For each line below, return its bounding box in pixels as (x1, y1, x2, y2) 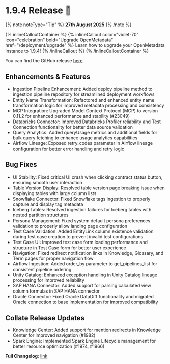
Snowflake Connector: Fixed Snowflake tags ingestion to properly (12, 196, 151, 202)
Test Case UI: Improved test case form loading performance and (12, 239, 148, 245)
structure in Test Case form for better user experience (12, 245, 126, 251)
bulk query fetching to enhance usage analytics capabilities (12, 135, 138, 141)
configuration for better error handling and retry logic (12, 145, 125, 152)
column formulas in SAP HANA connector (12, 288, 100, 294)
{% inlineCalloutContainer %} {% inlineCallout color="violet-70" (5, 31, 139, 37)
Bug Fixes (5, 160, 37, 169)
